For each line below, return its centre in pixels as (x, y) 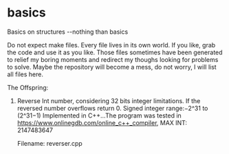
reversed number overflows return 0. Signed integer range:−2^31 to (112, 108)
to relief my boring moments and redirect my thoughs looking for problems (113, 59)
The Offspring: (28, 87)
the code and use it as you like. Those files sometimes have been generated (115, 52)
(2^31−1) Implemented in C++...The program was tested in (99, 115)
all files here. (25, 74)
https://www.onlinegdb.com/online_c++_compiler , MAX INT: (102, 122)
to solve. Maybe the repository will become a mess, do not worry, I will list (112, 67)
